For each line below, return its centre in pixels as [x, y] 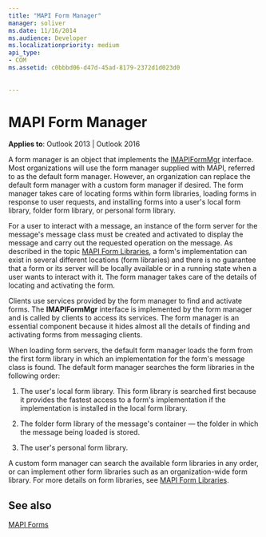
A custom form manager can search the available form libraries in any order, [133, 463]
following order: [34, 376]
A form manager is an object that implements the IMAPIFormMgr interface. [131, 160]
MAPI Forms [29, 525]
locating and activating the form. [62, 285]
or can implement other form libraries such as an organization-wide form [128, 471]
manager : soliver [37, 23]
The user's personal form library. [74, 447]
